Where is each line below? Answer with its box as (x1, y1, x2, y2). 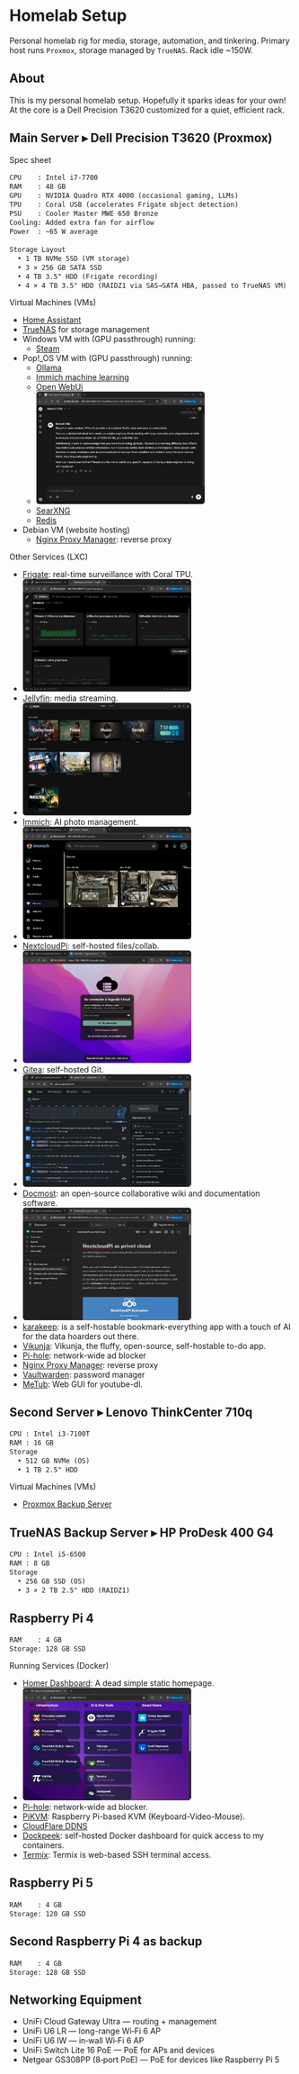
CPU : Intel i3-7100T (9, 1429, 91, 1439)
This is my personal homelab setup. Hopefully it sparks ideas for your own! (9, 95, 286, 105)
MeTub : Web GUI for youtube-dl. (22, 1379, 144, 1390)
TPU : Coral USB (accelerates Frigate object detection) (9, 200, 240, 209)
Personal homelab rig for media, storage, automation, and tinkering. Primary (9, 35, 290, 46)
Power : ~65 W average (9, 227, 99, 236)
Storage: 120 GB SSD (9, 1909, 87, 1918)
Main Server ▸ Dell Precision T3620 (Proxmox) (9, 131, 273, 146)
